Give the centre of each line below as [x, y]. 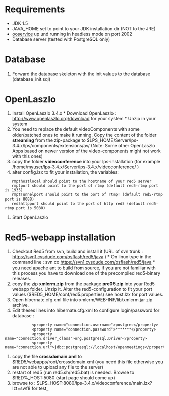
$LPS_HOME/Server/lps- [113, 140]
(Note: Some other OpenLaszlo [123, 145]
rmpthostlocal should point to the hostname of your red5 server [81, 181]
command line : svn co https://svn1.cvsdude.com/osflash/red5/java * [83, 262]
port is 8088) [20, 199]
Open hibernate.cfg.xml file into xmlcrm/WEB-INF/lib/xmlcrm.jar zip [82, 300]
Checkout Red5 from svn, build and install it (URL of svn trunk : [77, 251]
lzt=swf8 [21, 388]
